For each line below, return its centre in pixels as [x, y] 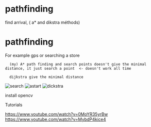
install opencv [19, 95]
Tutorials [14, 105]
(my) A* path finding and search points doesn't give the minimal [78, 64]
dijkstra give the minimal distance [46, 77]
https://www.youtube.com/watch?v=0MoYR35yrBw [57, 114]
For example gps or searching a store [42, 55]
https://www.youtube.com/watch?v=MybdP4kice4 [56, 119]
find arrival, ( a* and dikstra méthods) [42, 22]
